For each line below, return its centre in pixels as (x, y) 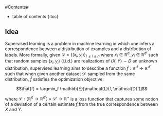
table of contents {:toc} (35, 16)
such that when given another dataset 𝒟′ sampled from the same (70, 74)
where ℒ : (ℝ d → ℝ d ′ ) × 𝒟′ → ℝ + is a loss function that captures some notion (81, 98)
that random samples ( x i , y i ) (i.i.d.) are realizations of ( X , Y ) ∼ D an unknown (81, 62)
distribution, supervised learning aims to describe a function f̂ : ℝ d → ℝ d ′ (78, 68)
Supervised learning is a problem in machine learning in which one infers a (80, 43)
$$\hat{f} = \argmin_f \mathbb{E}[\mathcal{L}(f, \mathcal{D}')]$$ (82, 88)
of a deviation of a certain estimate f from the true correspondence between (81, 104)
